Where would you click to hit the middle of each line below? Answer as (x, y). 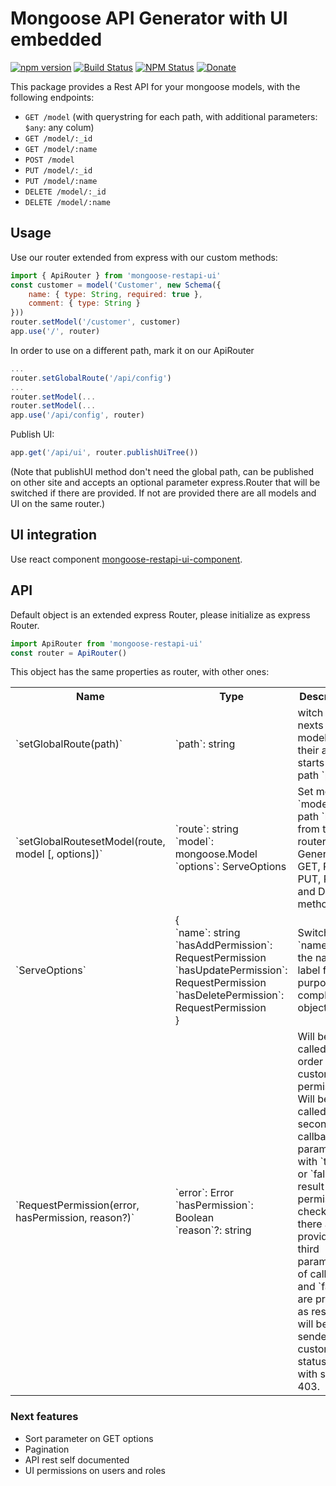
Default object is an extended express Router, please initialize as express (160, 614)
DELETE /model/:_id (65, 192)
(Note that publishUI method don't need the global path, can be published (162, 471)
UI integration (54, 535)
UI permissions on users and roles (95, 1470)
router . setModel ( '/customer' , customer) (96, 322)
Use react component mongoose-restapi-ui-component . (126, 559)
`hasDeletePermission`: (229, 995)
